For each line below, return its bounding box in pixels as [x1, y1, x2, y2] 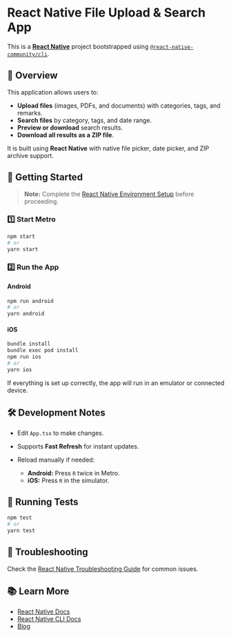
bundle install [7, 340, 51, 348]
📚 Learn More [7, 585, 70, 598]
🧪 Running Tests [7, 496, 79, 508]
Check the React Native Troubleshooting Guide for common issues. [7, 565, 199, 573]
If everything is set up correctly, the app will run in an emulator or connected [7, 378, 225, 387]
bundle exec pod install [7, 347, 79, 354]
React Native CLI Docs [17, 614, 81, 623]
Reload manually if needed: [17, 455, 95, 464]
